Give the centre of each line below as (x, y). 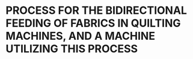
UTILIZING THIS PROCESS (72, 49)
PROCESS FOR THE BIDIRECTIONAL (96, 11)
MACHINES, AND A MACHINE (81, 36)
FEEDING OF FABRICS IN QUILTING (93, 23)
